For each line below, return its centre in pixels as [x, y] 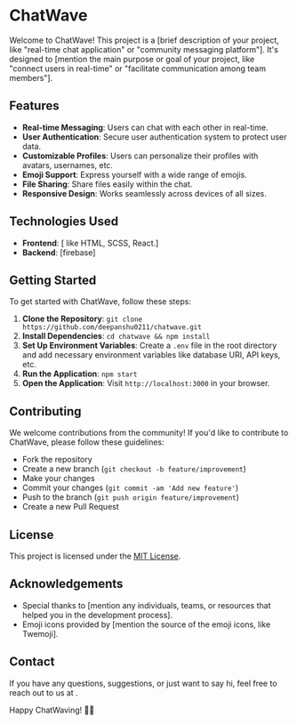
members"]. [31, 77]
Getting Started [53, 280]
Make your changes [58, 479]
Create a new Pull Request [71, 507]
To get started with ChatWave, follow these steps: [100, 302]
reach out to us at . [44, 692]
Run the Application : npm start [80, 374]
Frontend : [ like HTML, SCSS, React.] [90, 243]
